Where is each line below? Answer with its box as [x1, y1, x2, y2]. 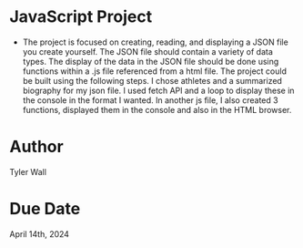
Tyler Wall [9, 166, 47, 177]
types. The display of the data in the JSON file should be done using [22, 56, 279, 67]
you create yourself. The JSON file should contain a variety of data [22, 46, 273, 57]
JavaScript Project [9, 6, 153, 27]
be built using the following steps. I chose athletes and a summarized [22, 75, 282, 86]
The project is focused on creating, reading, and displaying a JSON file [22, 36, 288, 47]
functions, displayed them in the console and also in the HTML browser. [22, 104, 292, 115]
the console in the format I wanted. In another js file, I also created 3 [22, 94, 279, 106]
